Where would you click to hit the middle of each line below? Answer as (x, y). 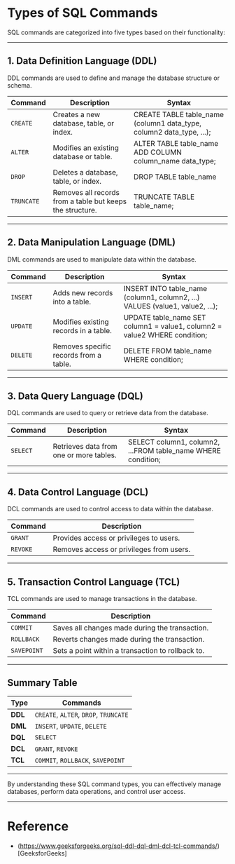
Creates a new (77, 114)
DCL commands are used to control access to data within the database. (111, 509)
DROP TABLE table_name (175, 177)
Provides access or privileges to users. (116, 538)
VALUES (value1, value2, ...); (171, 306)
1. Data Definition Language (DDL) (82, 61)
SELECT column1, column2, (174, 442)
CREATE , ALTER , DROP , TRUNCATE (81, 715)
